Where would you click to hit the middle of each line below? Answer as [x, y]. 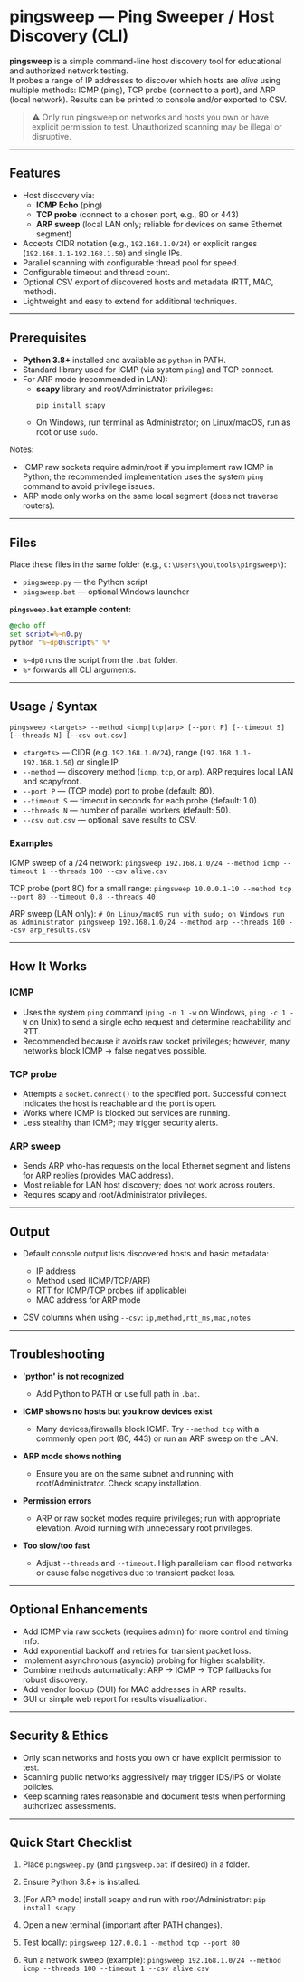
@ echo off [28, 626]
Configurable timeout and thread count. [96, 272]
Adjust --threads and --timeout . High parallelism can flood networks [164, 1563]
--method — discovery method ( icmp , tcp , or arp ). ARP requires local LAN [158, 771]
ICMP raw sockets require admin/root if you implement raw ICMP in [148, 467]
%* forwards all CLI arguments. [79, 669]
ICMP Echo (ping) [69, 205]
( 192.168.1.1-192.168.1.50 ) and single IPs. [102, 253]
